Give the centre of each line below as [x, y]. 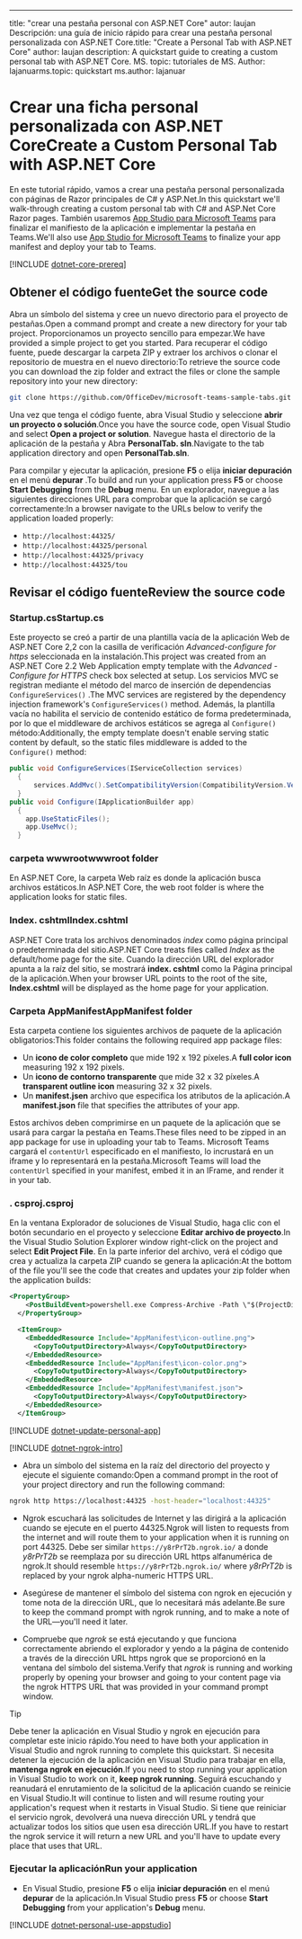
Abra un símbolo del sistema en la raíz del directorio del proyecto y [146, 1465]
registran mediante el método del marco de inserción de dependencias [140, 685]
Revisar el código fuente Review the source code [147, 593]
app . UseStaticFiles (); [68, 819]
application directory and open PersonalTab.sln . [100, 453]
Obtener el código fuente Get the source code [138, 293]
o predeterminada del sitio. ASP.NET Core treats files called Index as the [142, 949]
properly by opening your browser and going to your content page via [151, 1677]
